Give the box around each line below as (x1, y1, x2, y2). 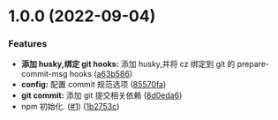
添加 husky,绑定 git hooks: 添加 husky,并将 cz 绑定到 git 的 (20, 59, 236, 70)
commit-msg (20, 69, 68, 79)
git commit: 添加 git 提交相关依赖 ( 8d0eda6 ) (20, 90, 183, 101)
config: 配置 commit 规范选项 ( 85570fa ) (20, 79, 167, 90)
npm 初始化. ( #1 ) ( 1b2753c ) (20, 101, 120, 112)
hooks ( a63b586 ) (69, 69, 133, 79)
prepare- (237, 59, 270, 70)
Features (8, 38, 48, 50)
